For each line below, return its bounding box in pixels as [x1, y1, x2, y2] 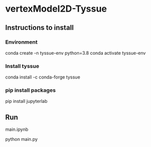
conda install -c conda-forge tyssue [5, 74, 81, 80]
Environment [5, 39, 38, 46]
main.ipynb [5, 126, 29, 132]
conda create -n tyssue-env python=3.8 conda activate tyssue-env [5, 50, 146, 56]
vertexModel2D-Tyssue [5, 3, 107, 15]
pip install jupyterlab [5, 98, 48, 104]
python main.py [5, 136, 38, 142]
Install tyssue [5, 62, 40, 69]
